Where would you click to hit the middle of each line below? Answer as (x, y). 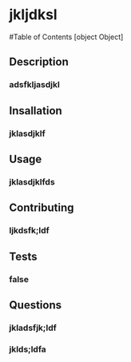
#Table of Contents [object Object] (66, 37)
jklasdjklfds (32, 181)
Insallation (36, 111)
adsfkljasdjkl (35, 85)
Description (39, 62)
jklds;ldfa (28, 349)
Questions (36, 305)
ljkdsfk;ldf (30, 231)
